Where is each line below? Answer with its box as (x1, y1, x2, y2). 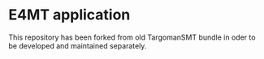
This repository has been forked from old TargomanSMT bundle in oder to (8, 32, 256, 42)
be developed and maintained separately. (8, 40, 147, 50)
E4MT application (8, 6, 131, 24)
